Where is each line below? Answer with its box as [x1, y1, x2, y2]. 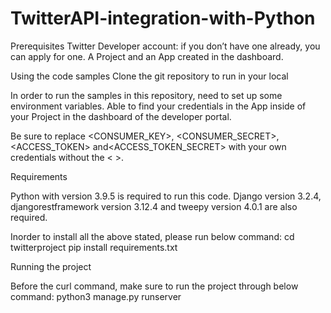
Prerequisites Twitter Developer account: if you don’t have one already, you [10, 40, 321, 52]
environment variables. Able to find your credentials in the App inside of [10, 100, 307, 112]
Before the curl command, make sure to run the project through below [10, 280, 299, 292]
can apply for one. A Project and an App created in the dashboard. [10, 50, 284, 62]
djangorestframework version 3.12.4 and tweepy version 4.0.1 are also [10, 200, 298, 212]
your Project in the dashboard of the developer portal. [10, 110, 232, 122]
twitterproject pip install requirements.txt [10, 241, 178, 253]
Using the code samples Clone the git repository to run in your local [10, 70, 289, 82]
